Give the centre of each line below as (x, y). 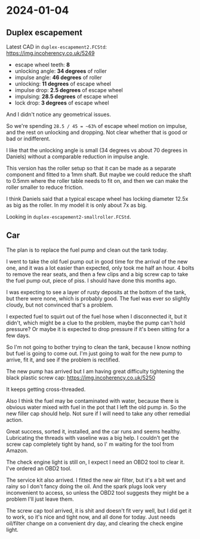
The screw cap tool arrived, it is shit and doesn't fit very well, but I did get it (99, 510)
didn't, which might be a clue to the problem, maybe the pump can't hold (96, 323)
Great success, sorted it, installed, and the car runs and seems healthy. (93, 431)
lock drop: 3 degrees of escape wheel (62, 103)
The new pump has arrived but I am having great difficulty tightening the (95, 371)
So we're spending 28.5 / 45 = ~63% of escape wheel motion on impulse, (96, 126)
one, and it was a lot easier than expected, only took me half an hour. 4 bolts (100, 268)
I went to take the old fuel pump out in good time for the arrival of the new (97, 261)
